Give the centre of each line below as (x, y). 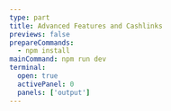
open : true (38, 76)
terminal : (28, 68)
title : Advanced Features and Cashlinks (86, 26)
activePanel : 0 (46, 84)
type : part (30, 17)
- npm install (44, 51)
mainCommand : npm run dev (58, 59)
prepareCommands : (42, 43)
